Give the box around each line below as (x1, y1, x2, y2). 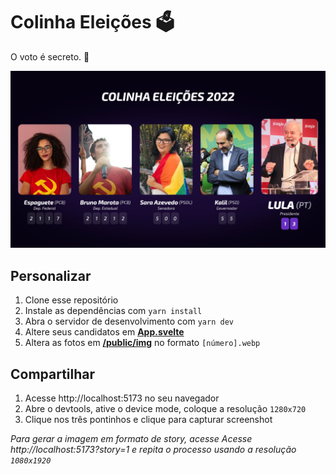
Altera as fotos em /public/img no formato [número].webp (24, 337, 261, 349)
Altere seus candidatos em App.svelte (24, 326, 185, 338)
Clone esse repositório (24, 294, 119, 306)
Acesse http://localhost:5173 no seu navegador (24, 392, 220, 404)
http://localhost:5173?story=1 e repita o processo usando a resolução (10, 444, 297, 456)
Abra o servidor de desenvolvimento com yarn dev (24, 315, 234, 328)
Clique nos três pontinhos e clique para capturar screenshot (24, 414, 273, 426)
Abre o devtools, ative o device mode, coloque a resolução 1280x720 (24, 403, 307, 415)
